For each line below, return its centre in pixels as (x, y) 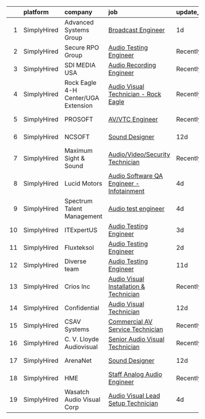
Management (83, 216)
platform (36, 12)
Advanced (79, 22)
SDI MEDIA (80, 65)
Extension (79, 105)
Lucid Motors (83, 184)
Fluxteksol (79, 248)
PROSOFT (79, 119)
